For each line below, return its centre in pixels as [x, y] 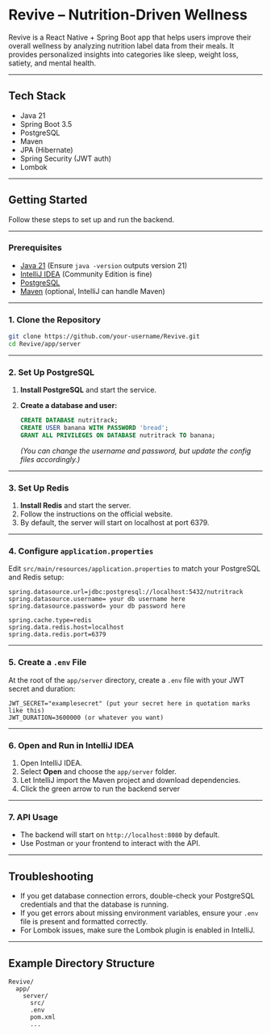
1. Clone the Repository [54, 319]
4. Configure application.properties [81, 551]
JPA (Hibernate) [47, 149]
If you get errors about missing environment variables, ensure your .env [139, 913]
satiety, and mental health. [52, 63]
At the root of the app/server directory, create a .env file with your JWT [127, 679]
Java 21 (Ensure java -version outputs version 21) [104, 265]
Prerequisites [35, 248]
